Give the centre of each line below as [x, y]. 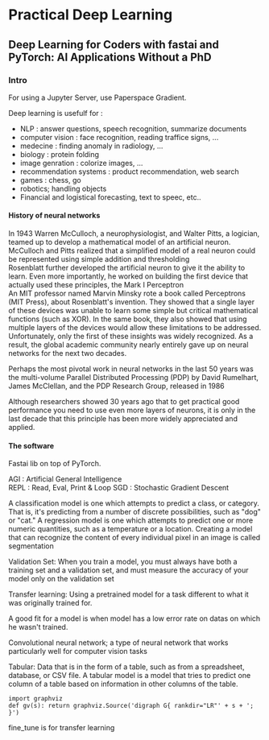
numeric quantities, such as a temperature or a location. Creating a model [130, 529]
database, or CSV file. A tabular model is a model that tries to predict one [130, 676]
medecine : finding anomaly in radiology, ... [91, 146]
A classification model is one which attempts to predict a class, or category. [134, 503]
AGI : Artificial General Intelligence [65, 479]
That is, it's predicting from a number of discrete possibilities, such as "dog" [135, 512]
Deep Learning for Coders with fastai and [114, 45]
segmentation [31, 546]
